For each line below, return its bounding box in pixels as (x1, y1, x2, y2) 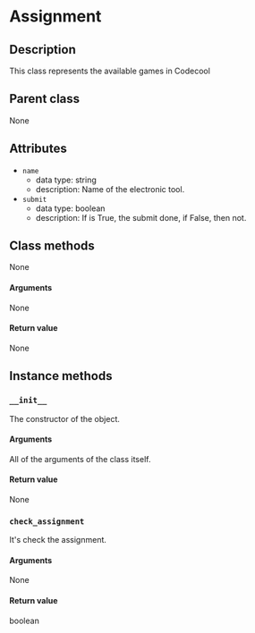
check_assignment (9, 516, 85, 527)
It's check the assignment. (9, 535, 107, 545)
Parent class (9, 91, 81, 106)
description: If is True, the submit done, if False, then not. (35, 212, 247, 223)
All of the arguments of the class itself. (9, 453, 151, 464)
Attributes (9, 141, 67, 156)
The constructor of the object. (9, 413, 121, 424)
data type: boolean (35, 203, 106, 214)
